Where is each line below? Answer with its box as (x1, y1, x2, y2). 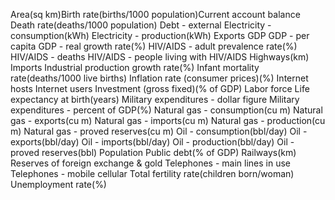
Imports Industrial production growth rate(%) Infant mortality (10, 62, 260, 73)
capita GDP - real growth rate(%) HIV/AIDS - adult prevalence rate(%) (10, 40, 298, 52)
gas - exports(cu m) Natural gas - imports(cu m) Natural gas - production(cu (10, 115, 326, 126)
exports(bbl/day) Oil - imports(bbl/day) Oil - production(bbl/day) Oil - (10, 136, 295, 148)
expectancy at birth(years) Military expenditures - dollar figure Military (10, 94, 300, 105)
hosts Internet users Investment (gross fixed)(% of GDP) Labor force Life (10, 83, 310, 94)
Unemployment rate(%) (10, 179, 107, 190)
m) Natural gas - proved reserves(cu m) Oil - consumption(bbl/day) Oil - (10, 125, 308, 137)
